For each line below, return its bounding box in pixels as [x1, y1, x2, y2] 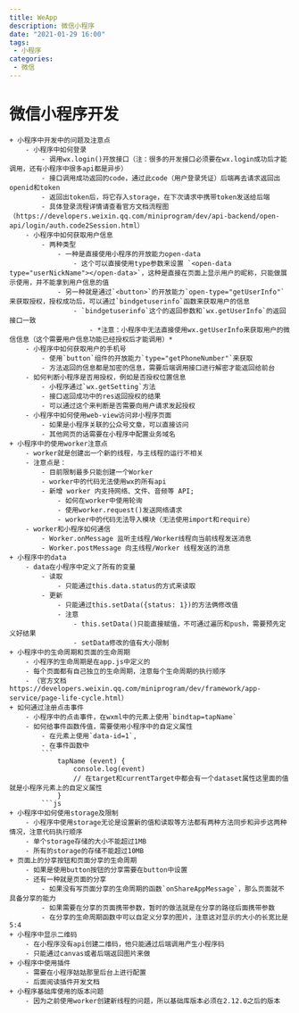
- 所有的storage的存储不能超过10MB [25, 846, 145, 855]
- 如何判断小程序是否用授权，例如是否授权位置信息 [25, 372, 187, 382]
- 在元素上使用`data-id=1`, [41, 731, 137, 741]
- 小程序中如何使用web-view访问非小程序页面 [25, 411, 172, 419]
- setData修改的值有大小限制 [72, 638, 170, 647]
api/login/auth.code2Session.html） [9, 220, 145, 230]
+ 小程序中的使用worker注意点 [9, 439, 109, 448]
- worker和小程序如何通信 [25, 524, 112, 534]
